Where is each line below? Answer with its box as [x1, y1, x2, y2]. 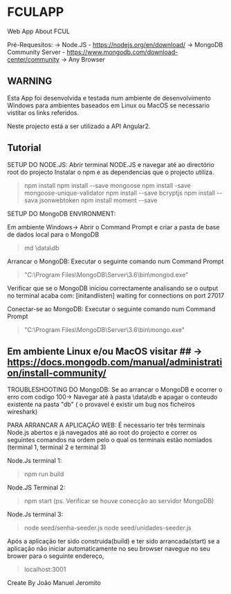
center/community [7, 55, 60, 63]
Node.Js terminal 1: [7, 457, 62, 465]
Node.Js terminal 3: [7, 510, 64, 518]
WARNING [7, 76, 53, 87]
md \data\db [24, 243, 60, 252]
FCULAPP [7, 4, 64, 20]
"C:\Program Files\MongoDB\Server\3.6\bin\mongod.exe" [24, 270, 189, 279]
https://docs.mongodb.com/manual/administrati [7, 356, 223, 368]
